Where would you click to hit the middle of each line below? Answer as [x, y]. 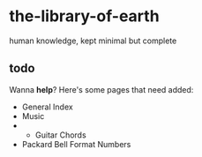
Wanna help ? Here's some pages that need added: [101, 89]
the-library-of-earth [85, 16]
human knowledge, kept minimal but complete [93, 41]
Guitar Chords [60, 135]
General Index [47, 107]
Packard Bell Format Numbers [76, 144]
